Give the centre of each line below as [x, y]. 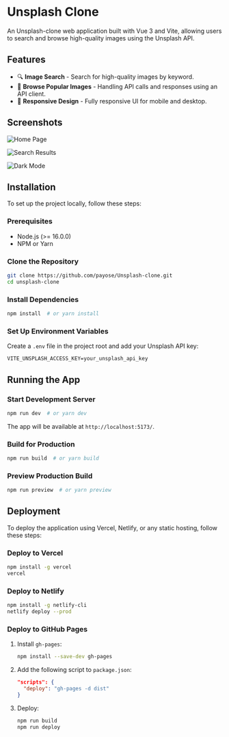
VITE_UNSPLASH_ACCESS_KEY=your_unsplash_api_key [78, 359]
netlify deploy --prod [39, 612]
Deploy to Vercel [35, 553]
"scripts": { [36, 682]
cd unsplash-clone [33, 282]
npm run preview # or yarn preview [59, 490]
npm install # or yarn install [53, 314]
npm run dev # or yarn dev [47, 413]
